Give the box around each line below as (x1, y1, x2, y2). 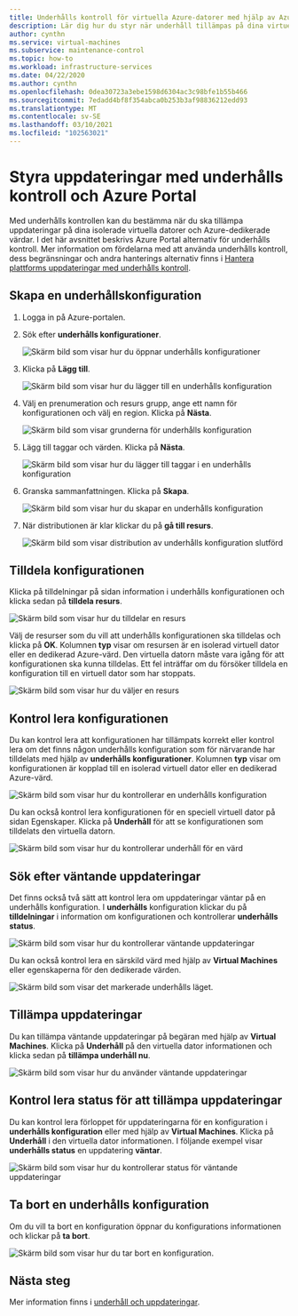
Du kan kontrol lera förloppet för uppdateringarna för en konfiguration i (9, 1116, 268, 1127)
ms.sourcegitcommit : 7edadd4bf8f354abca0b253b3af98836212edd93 (9, 95, 248, 105)
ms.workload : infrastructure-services (9, 63, 153, 72)
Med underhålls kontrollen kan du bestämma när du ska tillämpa (9, 215, 244, 226)
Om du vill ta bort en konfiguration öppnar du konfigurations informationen (9, 1221, 282, 1232)
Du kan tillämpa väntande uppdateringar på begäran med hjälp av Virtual (9, 1031, 277, 1041)
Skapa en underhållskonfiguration (9, 288, 202, 303)
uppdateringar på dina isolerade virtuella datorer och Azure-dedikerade (9, 224, 271, 235)
